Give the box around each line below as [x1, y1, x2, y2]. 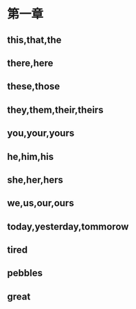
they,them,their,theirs [7, 104, 104, 115]
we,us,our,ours [7, 197, 74, 209]
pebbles [7, 267, 43, 279]
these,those [7, 80, 60, 93]
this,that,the [7, 34, 62, 45]
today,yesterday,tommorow [7, 220, 129, 232]
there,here [7, 57, 54, 69]
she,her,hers [7, 174, 64, 185]
